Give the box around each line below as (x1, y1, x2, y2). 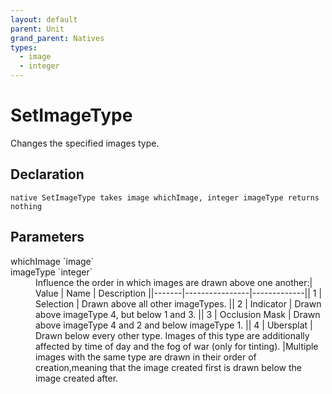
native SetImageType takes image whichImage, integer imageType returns (10, 192, 320, 203)
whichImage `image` (10, 255, 95, 267)
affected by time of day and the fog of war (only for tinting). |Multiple (35, 340, 319, 352)
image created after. (35, 372, 119, 384)
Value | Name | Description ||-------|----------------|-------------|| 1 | (35, 287, 323, 299)
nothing (10, 201, 43, 211)
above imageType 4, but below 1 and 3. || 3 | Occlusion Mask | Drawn (35, 308, 321, 320)
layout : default (10, 14, 78, 25)
